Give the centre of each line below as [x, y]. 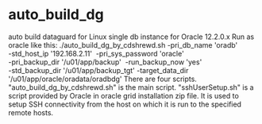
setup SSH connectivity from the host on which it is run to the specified [125, 104]
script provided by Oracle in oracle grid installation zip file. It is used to [124, 95]
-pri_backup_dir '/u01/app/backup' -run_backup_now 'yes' [105, 62]
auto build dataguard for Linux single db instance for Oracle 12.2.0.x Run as [131, 37]
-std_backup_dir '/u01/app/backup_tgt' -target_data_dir [98, 70]
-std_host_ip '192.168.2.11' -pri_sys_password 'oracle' [96, 53]
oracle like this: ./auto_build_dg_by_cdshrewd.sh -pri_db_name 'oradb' [123, 45]
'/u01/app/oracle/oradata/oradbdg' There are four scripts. [102, 79]
